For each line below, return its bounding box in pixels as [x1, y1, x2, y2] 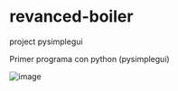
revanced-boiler [9, 6, 134, 27]
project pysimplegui [9, 36, 83, 47]
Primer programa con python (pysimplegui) [9, 53, 170, 64]
